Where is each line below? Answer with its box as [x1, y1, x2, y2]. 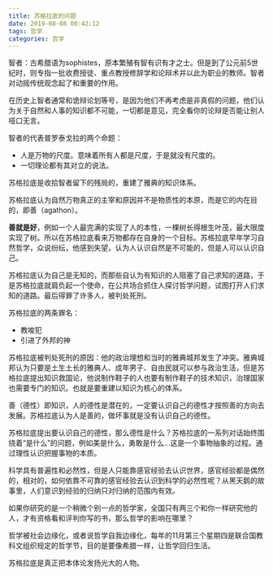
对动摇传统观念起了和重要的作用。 [8, 78, 123, 88]
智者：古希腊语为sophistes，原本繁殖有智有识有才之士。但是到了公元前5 [8, 58, 252, 68]
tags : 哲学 [8, 27, 43, 35]
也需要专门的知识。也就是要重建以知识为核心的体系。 [8, 383, 187, 393]
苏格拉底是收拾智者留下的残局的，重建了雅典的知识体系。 [8, 178, 201, 188]
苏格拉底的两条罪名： [8, 308, 80, 318]
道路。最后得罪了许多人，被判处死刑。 [22, 290, 151, 301]
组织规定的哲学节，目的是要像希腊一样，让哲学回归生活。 [22, 541, 215, 551]
